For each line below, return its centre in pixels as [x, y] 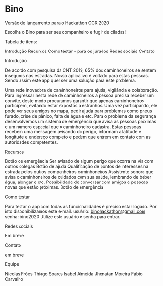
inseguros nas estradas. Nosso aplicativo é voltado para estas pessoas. [77, 75]
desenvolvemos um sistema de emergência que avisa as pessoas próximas [81, 121]
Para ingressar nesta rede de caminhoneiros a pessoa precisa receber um [79, 95]
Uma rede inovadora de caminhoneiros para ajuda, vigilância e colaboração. [82, 90]
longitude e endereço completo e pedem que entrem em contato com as [78, 137]
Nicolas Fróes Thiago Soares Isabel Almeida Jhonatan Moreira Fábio [74, 274]
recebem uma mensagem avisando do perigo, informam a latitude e [73, 131]
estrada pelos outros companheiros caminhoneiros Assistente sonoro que [79, 171]
